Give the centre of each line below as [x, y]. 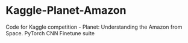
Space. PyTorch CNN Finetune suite [50, 33]
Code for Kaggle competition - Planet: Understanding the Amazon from [94, 27]
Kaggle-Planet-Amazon [66, 10]
